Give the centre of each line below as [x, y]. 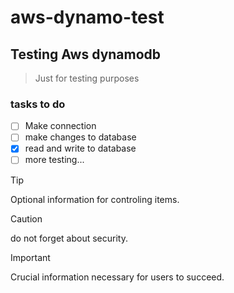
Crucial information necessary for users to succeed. [117, 277]
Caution [26, 218]
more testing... [54, 160]
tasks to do [38, 104]
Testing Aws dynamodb [86, 54]
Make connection [60, 126]
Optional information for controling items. [95, 199]
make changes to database [80, 137]
